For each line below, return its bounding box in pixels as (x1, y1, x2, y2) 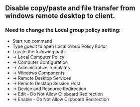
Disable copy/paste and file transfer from (5, 4, 136, 12)
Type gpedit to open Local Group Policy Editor (12, 43, 107, 49)
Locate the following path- (12, 48, 67, 54)
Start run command (12, 38, 52, 44)
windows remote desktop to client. (5, 12, 116, 20)
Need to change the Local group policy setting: (5, 27, 121, 34)
